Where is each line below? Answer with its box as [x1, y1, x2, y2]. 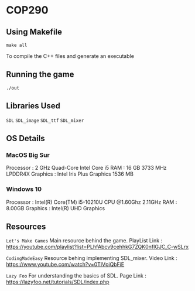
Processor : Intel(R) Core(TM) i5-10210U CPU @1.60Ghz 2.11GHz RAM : [6, 198, 177, 206]
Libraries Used [6, 101, 60, 111]
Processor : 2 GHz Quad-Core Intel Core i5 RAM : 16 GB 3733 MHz [6, 165, 167, 172]
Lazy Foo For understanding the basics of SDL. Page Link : [6, 272, 146, 279]
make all [6, 42, 28, 48]
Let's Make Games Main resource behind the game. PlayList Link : [6, 237, 163, 244]
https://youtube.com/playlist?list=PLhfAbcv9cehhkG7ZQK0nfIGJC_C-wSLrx [6, 244, 189, 251]
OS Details [6, 133, 45, 143]
